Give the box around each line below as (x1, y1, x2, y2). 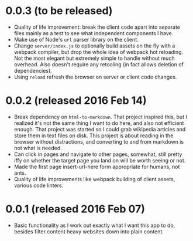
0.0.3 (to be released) (5, 4, 113, 18)
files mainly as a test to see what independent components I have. (13, 29, 174, 36)
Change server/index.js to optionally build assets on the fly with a (13, 42, 175, 49)
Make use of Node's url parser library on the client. (13, 36, 139, 43)
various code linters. (13, 182, 64, 189)
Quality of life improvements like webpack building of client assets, (13, 175, 175, 182)
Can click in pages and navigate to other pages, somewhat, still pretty (13, 151, 182, 158)
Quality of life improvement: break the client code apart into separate (13, 23, 181, 30)
